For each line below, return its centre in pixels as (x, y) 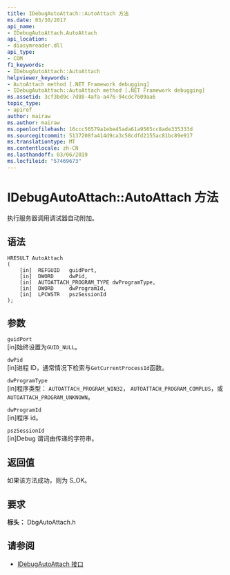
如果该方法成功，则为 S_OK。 (49, 480)
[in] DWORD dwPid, (54, 276)
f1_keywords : (26, 65)
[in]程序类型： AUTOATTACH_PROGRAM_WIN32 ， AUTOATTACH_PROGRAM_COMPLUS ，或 (115, 389)
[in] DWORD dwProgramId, (63, 288)
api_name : (21, 26)
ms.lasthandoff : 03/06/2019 (48, 155)
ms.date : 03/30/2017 (37, 20)
